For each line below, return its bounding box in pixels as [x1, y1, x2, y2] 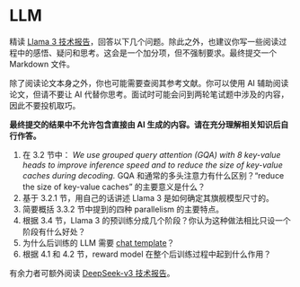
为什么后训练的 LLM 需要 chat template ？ [22, 237, 175, 248]
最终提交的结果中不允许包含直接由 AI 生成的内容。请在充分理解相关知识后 [9, 118, 281, 130]
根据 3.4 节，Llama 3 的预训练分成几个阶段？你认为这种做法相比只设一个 [22, 214, 291, 225]
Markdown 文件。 [9, 58, 75, 69]
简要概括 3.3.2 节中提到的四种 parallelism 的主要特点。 [22, 204, 225, 214]
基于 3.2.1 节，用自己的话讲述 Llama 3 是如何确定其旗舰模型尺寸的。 [22, 192, 274, 203]
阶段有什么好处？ [22, 226, 86, 237]
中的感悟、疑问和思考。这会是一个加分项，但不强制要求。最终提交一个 [16, 47, 277, 58]
